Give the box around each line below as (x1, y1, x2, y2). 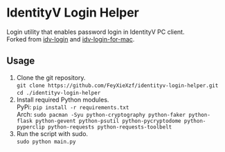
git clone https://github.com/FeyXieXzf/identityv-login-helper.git (16, 82, 219, 89)
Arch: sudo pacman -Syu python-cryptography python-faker (16, 110, 186, 118)
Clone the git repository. (16, 73, 86, 82)
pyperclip (16, 123, 46, 131)
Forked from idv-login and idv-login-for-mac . (6, 35, 135, 43)
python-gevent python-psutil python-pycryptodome (35, 117, 181, 124)
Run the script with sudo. (16, 129, 88, 137)
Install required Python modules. (16, 95, 109, 104)
